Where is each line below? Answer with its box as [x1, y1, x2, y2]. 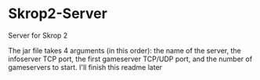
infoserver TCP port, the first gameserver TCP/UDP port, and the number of [8, 54, 253, 64]
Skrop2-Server [8, 5, 108, 23]
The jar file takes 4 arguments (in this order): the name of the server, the [8, 45, 241, 55]
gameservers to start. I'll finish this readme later [8, 62, 163, 71]
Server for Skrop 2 [8, 31, 68, 40]
